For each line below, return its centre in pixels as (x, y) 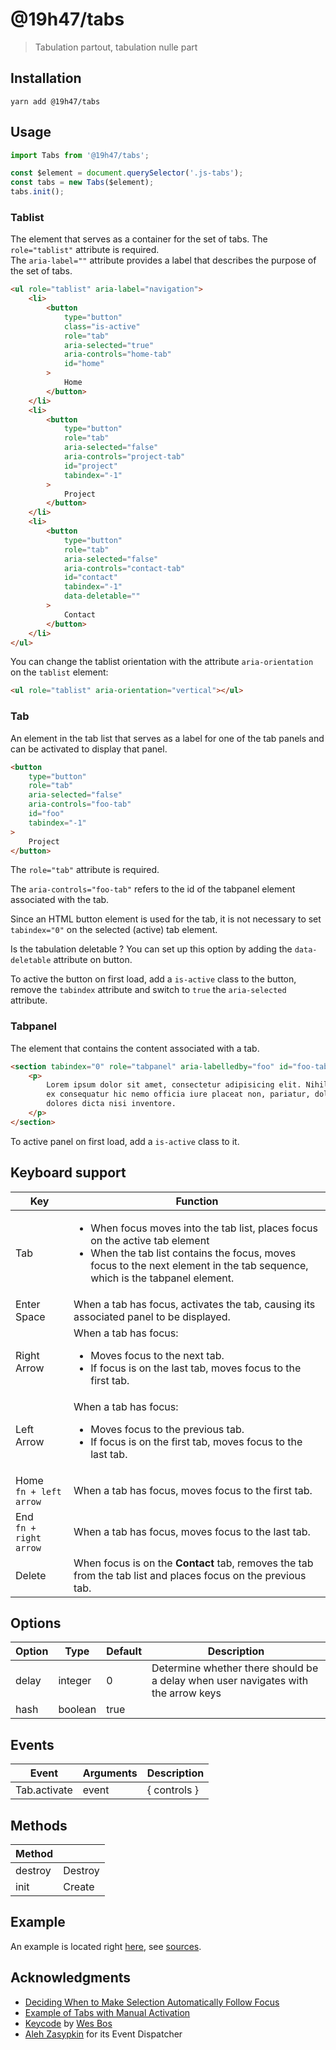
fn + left (38, 1491)
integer (75, 1681)
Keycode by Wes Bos (68, 2023)
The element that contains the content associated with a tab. (135, 1048)
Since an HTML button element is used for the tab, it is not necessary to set (166, 919)
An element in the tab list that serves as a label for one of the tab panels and (167, 738)
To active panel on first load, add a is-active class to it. (125, 1141)
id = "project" (90, 466)
